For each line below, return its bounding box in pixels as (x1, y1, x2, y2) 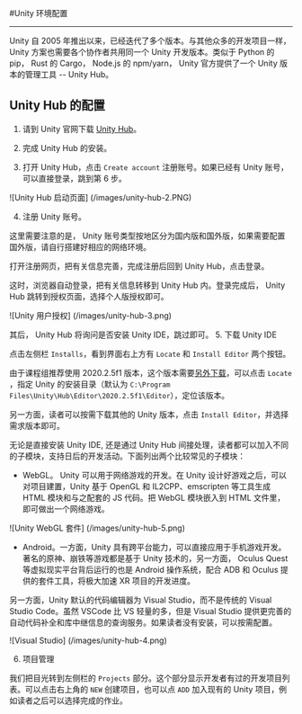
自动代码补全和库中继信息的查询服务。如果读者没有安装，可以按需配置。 (9, 617, 277, 628)
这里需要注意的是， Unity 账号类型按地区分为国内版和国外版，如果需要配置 (9, 230, 286, 241)
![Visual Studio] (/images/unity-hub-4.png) (9, 635, 168, 646)
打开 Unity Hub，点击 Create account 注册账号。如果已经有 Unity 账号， (22, 161, 289, 173)
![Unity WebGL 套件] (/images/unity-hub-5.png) (9, 522, 186, 533)
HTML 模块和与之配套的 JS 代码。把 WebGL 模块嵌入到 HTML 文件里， (22, 492, 286, 503)
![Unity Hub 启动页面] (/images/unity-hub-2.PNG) (9, 192, 192, 202)
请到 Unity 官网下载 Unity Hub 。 (22, 123, 142, 134)
